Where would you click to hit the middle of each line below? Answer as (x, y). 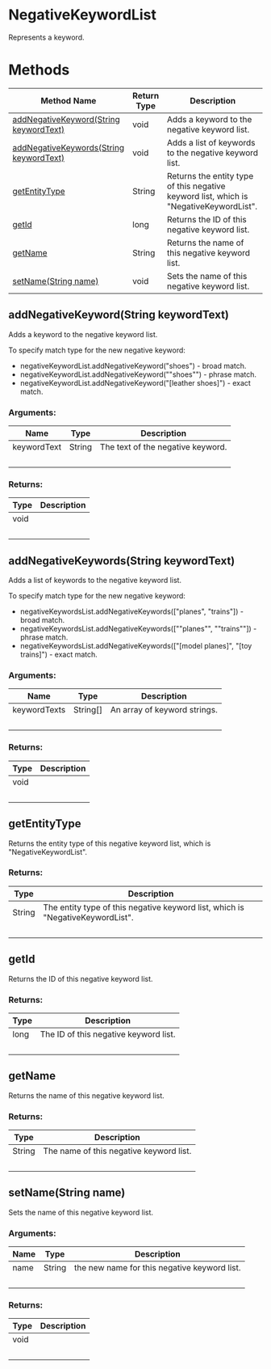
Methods (39, 70)
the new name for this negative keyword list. (157, 1268)
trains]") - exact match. (59, 655)
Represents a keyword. (46, 37)
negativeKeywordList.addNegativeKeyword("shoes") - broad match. (133, 365)
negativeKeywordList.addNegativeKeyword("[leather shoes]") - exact (135, 382)
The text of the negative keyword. (163, 446)
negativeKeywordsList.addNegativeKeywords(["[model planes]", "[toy (136, 646)
